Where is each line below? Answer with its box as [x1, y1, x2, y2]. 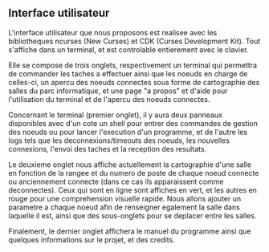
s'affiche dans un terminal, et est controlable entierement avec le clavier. [8, 44, 249, 55]
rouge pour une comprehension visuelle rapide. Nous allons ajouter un [8, 193, 242, 203]
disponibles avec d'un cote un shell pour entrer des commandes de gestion [8, 118, 259, 128]
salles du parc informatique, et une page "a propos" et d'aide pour [8, 86, 228, 96]
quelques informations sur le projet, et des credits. [8, 234, 175, 244]
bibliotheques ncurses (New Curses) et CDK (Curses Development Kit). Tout [8, 36, 261, 46]
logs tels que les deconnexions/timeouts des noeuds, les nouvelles [8, 136, 230, 145]
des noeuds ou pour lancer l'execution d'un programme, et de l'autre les [8, 127, 247, 136]
